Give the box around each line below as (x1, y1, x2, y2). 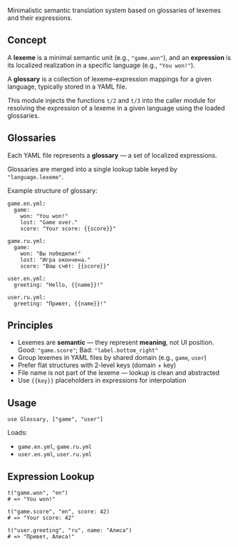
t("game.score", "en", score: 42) (7, 508, 110, 516)
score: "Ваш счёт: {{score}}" (20, 262, 110, 270)
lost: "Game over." (20, 219, 78, 226)
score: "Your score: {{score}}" (20, 225, 116, 232)
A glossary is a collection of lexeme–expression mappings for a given (7, 74, 212, 83)
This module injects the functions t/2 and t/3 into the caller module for (7, 96, 216, 104)
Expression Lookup (7, 471, 95, 483)
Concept (7, 34, 47, 46)
